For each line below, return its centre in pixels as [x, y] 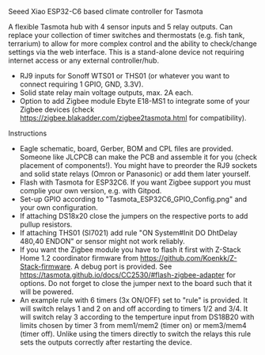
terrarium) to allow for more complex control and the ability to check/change [132, 44]
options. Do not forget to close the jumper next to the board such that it [136, 283]
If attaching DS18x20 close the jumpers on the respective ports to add [134, 216]
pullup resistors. [46, 224]
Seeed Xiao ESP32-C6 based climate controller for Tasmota [106, 11]
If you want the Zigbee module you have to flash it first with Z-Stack [130, 250]
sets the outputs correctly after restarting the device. [106, 342]
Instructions [28, 133]
